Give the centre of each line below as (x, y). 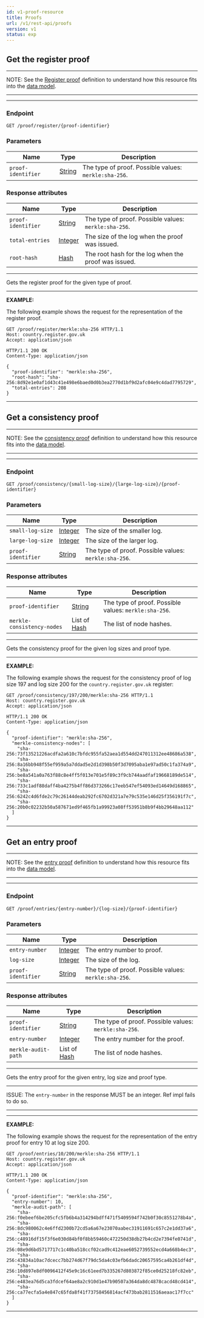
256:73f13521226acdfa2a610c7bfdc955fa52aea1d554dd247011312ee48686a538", (102, 754)
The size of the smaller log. (124, 531)
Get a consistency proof (53, 418)
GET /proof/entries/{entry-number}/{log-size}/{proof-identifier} (92, 909)
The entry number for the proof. (139, 1039)
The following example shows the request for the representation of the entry (102, 1137)
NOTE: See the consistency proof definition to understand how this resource (102, 438)
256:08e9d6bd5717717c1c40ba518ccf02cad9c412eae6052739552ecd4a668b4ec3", (102, 1250)
